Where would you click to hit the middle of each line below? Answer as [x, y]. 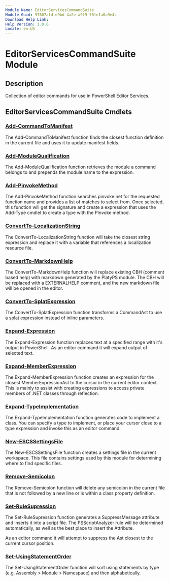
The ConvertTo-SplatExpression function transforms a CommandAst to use [84, 313]
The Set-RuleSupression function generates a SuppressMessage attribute [82, 517]
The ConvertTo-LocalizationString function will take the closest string [78, 237]
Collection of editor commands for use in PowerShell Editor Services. [77, 96]
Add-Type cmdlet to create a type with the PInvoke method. [68, 213]
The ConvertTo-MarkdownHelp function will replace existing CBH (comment [85, 272]
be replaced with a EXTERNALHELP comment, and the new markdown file [82, 283]
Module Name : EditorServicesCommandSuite [50, 10]
